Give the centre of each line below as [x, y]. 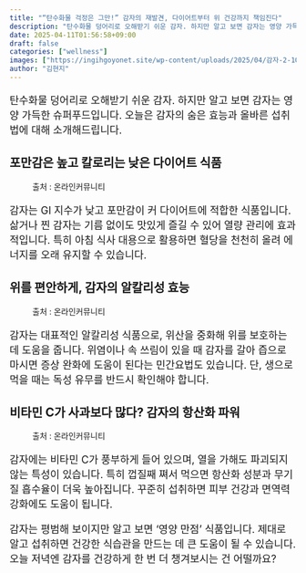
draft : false [34, 43]
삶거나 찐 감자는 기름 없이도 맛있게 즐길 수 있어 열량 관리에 [142, 225]
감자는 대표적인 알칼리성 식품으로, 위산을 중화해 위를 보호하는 [148, 335]
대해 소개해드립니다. [77, 130]
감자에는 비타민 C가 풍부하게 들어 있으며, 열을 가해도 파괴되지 [149, 460]
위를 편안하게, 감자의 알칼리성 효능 [100, 288]
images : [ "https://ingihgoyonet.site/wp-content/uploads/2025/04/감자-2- [150, 60]
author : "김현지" [40, 69]
